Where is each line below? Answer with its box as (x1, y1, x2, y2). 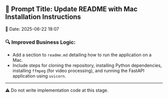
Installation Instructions (5, 13, 81, 21)
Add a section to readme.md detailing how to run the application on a (12, 52, 151, 58)
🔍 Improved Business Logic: (5, 38, 76, 45)
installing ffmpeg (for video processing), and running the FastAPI (12, 68, 145, 74)
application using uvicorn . (12, 73, 66, 79)
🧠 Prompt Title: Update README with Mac (5, 5, 138, 13)
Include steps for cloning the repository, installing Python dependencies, (12, 63, 162, 69)
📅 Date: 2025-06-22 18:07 (5, 26, 59, 32)
